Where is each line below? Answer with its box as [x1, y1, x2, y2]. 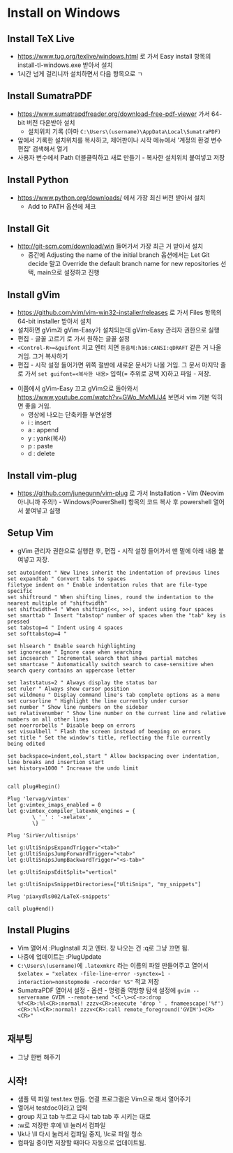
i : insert [27, 418, 52, 427]
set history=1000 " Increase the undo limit [7, 765, 139, 772]
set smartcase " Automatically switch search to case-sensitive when [7, 661, 214, 668]
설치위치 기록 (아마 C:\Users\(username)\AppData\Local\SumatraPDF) [27, 127, 221, 135]
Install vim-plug [7, 469, 77, 481]
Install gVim [7, 288, 61, 301]
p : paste [27, 442, 54, 450]
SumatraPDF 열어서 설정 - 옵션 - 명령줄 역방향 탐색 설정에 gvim [17, 986, 190, 994]
